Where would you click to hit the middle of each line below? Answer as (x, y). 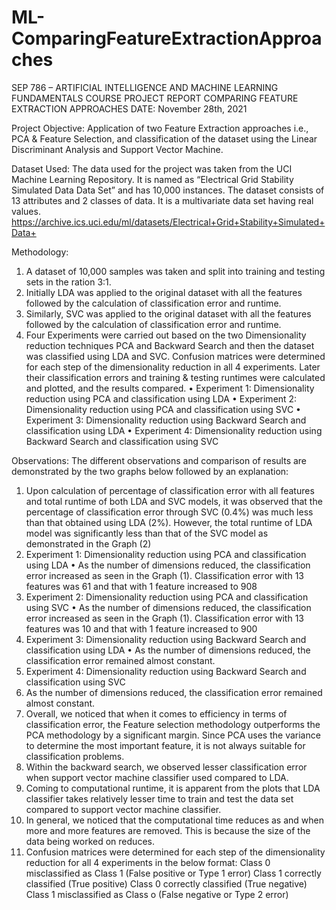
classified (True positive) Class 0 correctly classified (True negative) (166, 883)
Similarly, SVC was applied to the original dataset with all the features (168, 313)
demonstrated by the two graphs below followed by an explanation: (150, 471)
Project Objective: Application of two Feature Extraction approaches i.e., (160, 128)
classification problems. (75, 756)
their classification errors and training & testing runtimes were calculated (175, 377)
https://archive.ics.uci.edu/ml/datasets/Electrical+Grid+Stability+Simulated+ (168, 222)
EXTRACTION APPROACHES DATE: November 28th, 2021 (129, 108)
